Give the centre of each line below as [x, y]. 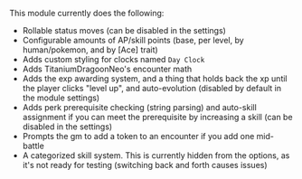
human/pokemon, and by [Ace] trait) [90, 50]
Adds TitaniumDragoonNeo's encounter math [107, 69]
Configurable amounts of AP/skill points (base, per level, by [133, 40]
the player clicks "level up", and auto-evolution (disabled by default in [152, 88]
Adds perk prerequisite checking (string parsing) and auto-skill [140, 107]
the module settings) [61, 98]
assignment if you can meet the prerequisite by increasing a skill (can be [157, 117]
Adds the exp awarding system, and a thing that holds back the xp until [155, 79]
